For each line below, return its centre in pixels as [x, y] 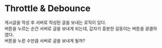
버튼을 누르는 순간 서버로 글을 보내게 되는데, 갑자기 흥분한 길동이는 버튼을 [74, 28]
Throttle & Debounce [48, 8]
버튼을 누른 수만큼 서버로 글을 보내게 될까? [45, 40]
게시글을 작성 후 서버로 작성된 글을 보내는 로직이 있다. [55, 22]
